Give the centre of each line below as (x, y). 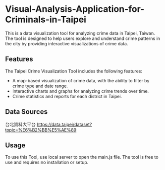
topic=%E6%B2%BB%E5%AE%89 (41, 130)
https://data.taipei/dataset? (64, 124)
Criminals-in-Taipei (46, 19)
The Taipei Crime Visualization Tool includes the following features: (74, 71)
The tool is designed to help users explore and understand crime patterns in (82, 38)
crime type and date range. (40, 86)
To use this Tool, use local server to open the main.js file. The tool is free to (82, 157)
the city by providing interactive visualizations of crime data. (67, 43)
